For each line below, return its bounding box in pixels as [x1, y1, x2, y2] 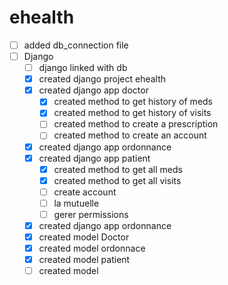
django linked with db [38, 62, 128, 74]
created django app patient [38, 152, 151, 164]
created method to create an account [53, 129, 207, 141]
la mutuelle [53, 197, 100, 209]
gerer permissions [53, 208, 129, 220]
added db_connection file [23, 39, 129, 51]
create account [53, 186, 117, 198]
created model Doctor [38, 231, 130, 243]
